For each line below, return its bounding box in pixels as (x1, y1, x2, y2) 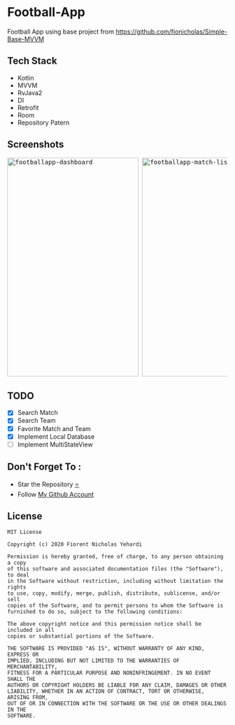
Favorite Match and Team (17, 424, 91, 432)
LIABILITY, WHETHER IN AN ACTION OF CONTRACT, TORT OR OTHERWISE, (7, 688, 205, 695)
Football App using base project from (7, 27, 114, 36)
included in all (7, 627, 55, 634)
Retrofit (17, 103, 39, 112)
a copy (7, 559, 27, 567)
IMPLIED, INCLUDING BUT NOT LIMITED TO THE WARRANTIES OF (7, 657, 180, 665)
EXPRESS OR (7, 652, 39, 659)
